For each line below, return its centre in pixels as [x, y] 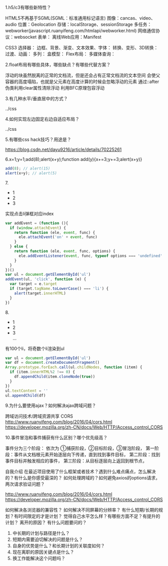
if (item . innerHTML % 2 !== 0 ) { [42, 372]
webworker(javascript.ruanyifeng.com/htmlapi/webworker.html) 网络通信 [80, 31]
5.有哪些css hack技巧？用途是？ [38, 139]
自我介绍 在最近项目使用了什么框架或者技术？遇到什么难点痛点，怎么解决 [80, 471]
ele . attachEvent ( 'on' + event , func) [58, 237]
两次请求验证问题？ [25, 484]
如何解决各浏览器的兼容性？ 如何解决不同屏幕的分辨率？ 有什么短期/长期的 [82, 510]
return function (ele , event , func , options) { [65, 251]
